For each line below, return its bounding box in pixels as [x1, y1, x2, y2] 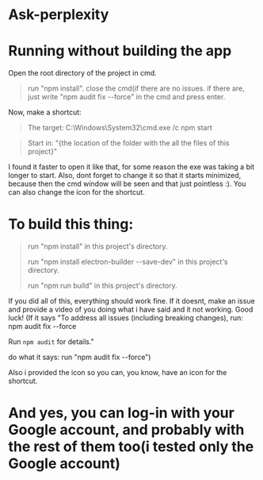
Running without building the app [8, 42, 232, 60]
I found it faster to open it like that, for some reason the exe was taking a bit [8, 162, 255, 172]
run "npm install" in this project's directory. [27, 242, 168, 251]
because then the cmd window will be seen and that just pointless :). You [8, 179, 246, 188]
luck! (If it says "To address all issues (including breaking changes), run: [8, 313, 243, 323]
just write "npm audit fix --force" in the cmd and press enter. [27, 92, 226, 102]
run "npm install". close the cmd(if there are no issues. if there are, [27, 83, 245, 93]
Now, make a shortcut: [8, 107, 82, 117]
